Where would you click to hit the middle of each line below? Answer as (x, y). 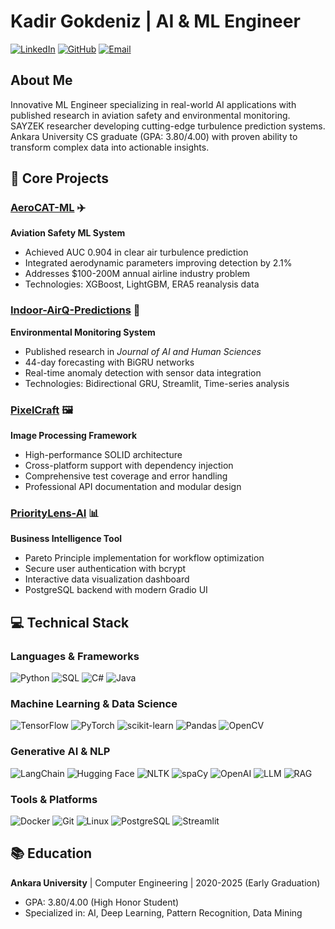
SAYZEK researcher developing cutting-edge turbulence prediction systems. (168, 126)
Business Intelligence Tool (66, 539)
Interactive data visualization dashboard (107, 579)
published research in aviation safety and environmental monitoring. (150, 115)
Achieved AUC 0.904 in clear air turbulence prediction (136, 252)
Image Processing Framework (74, 436)
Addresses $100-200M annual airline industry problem (137, 274)
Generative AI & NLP (60, 752)
